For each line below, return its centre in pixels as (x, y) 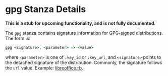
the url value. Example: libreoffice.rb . (44, 68)
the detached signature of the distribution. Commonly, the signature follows (84, 62)
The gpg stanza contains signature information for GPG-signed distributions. (84, 33)
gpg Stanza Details (46, 9)
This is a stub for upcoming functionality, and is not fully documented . (80, 23)
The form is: (18, 38)
